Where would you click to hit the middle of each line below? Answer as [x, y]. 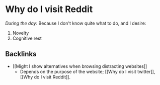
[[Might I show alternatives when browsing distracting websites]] [80, 66]
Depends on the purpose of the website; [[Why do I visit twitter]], [88, 71]
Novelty [21, 33]
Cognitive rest [27, 38]
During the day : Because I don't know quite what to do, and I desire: [76, 23]
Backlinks [21, 54]
